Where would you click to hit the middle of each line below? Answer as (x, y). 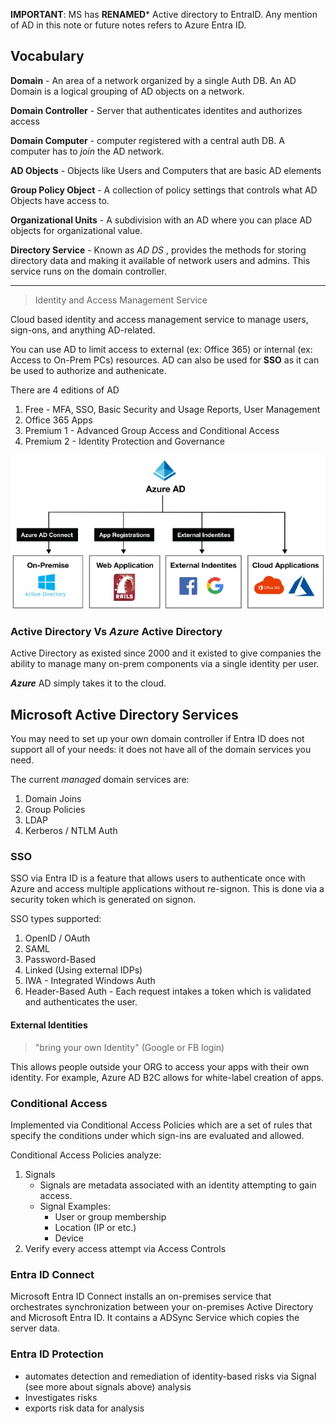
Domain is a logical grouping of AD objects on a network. (127, 91)
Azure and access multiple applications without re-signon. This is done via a (167, 889)
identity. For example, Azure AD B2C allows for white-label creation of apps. (167, 1077)
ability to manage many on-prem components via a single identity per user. (165, 664)
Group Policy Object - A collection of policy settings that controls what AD (164, 190)
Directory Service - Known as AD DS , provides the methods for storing (158, 250)
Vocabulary (47, 56)
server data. (35, 1328)
